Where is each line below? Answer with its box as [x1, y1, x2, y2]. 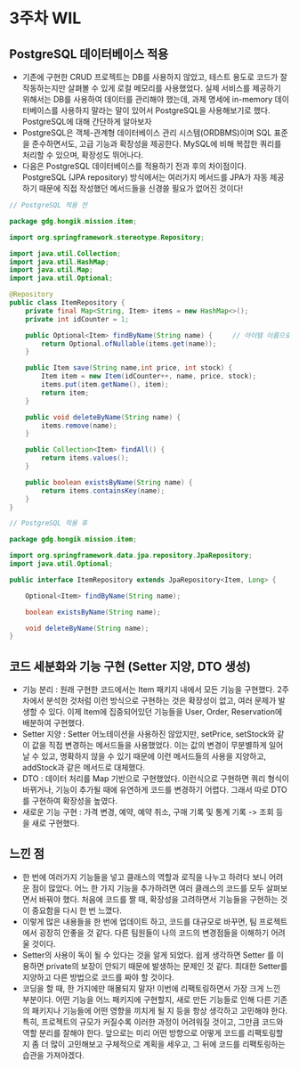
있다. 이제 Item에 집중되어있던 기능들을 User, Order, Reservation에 [48, 706, 283, 717]
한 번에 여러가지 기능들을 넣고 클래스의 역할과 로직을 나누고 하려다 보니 [21, 871, 267, 882]
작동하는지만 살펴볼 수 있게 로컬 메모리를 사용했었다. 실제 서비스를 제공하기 [21, 83, 282, 94]
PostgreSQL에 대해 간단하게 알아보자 [21, 117, 152, 126]
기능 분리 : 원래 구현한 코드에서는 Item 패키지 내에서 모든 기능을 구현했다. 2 [21, 684, 283, 695]
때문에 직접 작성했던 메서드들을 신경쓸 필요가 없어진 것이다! [38, 184, 243, 193]
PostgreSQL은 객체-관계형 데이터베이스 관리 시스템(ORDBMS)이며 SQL [21, 127, 272, 138]
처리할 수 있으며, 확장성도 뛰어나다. [21, 150, 144, 160]
